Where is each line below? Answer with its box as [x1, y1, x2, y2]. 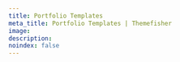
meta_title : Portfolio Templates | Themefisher [8, 19, 173, 27]
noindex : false [8, 42, 60, 50]
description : [8, 34, 53, 43]
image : [8, 27, 31, 35]
